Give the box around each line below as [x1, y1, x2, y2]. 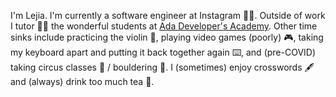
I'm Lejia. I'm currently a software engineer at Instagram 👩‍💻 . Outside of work [10, 10, 326, 21]
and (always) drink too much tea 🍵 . [10, 76, 155, 87]
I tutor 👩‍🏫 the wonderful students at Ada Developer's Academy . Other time [10, 20, 318, 32]
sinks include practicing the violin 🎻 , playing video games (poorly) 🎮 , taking [10, 31, 324, 43]
